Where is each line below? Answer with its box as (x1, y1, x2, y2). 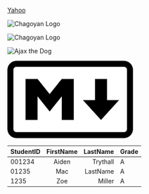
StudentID (10, 147, 41, 155)
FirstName (46, 147, 78, 155)
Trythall (92, 157, 115, 166)
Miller (98, 177, 115, 186)
